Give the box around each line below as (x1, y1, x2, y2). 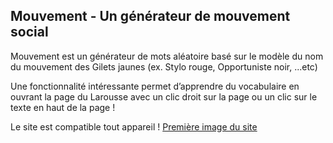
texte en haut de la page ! (10, 101, 116, 113)
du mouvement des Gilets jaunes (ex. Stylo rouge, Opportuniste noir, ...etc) (10, 60, 318, 73)
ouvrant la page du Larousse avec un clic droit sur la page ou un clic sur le (10, 90, 318, 103)
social (10, 24, 49, 41)
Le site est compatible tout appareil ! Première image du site (10, 120, 258, 133)
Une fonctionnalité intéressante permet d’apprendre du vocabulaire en (10, 80, 300, 92)
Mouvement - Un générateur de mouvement (10, 8, 291, 25)
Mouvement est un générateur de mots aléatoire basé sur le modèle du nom (10, 50, 324, 62)
